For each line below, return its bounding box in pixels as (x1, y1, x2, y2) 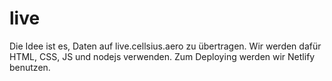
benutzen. (9, 61, 51, 73)
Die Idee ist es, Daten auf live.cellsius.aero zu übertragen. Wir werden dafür (9, 40, 322, 52)
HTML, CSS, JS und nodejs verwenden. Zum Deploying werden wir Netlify (9, 50, 316, 62)
